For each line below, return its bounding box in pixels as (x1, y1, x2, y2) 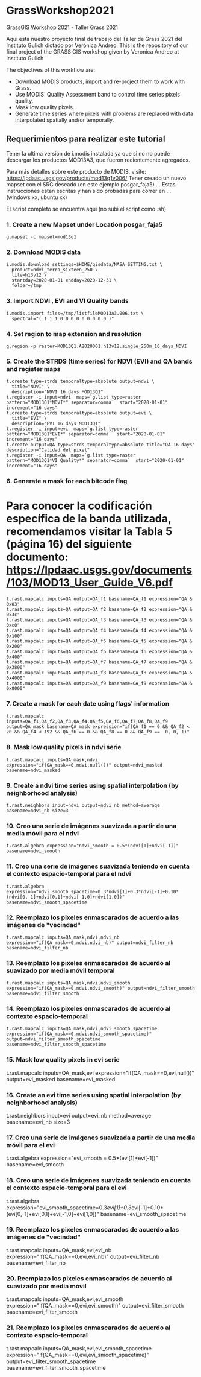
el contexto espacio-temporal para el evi (6, 1183, 127, 1192)
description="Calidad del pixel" (6, 447, 90, 453)
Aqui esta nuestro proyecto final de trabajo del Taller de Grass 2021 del (6, 35, 182, 42)
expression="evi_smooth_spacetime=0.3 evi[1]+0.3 (6, 1204, 132, 1211)
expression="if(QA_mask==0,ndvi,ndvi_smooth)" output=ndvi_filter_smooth (6, 986, 196, 992)
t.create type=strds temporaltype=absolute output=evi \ (6, 410, 152, 416)
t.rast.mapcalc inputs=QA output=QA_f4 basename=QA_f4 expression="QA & (6, 628, 193, 634)
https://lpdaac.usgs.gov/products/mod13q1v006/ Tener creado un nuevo (6, 174, 187, 182)
